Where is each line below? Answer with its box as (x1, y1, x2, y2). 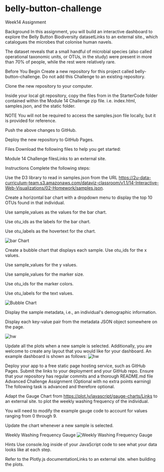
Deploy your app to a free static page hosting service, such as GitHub (5, 363, 146, 369)
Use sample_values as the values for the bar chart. (5, 209, 107, 215)
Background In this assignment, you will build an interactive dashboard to (5, 28, 153, 34)
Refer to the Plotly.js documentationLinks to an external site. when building (5, 456, 156, 462)
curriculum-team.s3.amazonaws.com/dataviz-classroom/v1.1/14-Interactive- (5, 180, 159, 186)
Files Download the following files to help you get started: (5, 146, 121, 152)
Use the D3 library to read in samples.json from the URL (5, 174, 117, 180)
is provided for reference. (5, 118, 57, 123)
